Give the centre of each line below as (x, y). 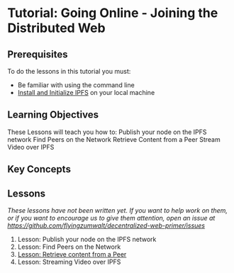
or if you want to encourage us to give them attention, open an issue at (111, 218)
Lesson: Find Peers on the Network (69, 247)
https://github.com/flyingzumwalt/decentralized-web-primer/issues (106, 225)
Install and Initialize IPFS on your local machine (86, 93)
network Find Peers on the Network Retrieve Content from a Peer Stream (114, 139)
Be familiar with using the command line (76, 85)
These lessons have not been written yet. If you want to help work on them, (118, 211)
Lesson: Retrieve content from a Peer (72, 255)
